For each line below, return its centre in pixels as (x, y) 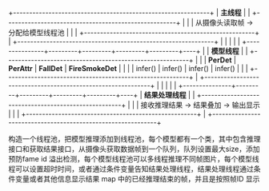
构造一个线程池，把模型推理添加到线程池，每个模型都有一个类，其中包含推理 (134, 139)
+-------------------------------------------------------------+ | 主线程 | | (129, 12)
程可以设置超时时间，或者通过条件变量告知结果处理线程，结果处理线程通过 (131, 169)
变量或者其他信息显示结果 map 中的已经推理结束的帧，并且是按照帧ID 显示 (137, 179)
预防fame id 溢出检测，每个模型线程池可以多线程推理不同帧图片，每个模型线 (134, 159)
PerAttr (21, 68)
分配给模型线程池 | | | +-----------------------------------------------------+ (134, 32)
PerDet (220, 60)
